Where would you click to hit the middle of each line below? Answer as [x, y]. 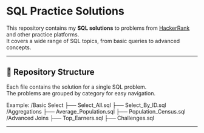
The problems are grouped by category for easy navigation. [81, 93]
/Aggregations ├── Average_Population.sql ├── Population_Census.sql [96, 111]
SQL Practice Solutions [65, 11]
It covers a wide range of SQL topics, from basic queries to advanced [93, 41]
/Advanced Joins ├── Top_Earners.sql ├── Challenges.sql [80, 118]
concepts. [19, 47]
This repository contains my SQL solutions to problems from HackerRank [98, 28]
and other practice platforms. [43, 34]
